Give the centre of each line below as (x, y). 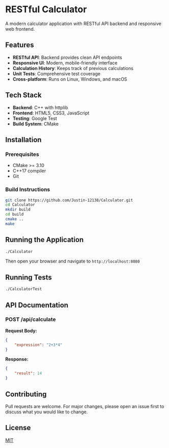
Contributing (26, 394)
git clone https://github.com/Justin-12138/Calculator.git (69, 200)
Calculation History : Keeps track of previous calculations (73, 68)
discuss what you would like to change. (47, 412)
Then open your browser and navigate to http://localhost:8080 (73, 261)
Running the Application (45, 240)
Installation (23, 140)
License (18, 428)
